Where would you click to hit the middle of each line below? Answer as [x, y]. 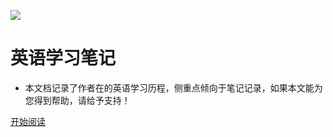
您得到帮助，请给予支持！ [77, 100]
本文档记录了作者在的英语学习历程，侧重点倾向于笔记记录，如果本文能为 [173, 87]
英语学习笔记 [63, 58]
